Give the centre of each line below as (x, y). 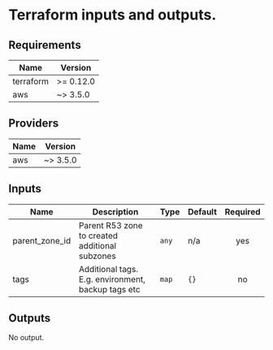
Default (203, 211)
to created (98, 235)
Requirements (45, 45)
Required (243, 211)
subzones (97, 256)
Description (115, 211)
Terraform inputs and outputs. (113, 15)
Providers (34, 123)
